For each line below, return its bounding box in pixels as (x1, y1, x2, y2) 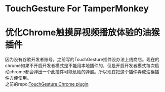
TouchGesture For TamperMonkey (5, 3, 149, 14)
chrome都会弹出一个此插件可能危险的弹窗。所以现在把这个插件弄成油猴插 (9, 69, 160, 75)
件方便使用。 (5, 75, 31, 81)
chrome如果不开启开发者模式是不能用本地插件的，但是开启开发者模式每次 (5, 62, 155, 69)
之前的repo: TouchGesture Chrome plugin (5, 81, 89, 87)
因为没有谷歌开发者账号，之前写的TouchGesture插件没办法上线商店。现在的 (5, 57, 160, 62)
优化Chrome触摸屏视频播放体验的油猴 (5, 27, 160, 38)
